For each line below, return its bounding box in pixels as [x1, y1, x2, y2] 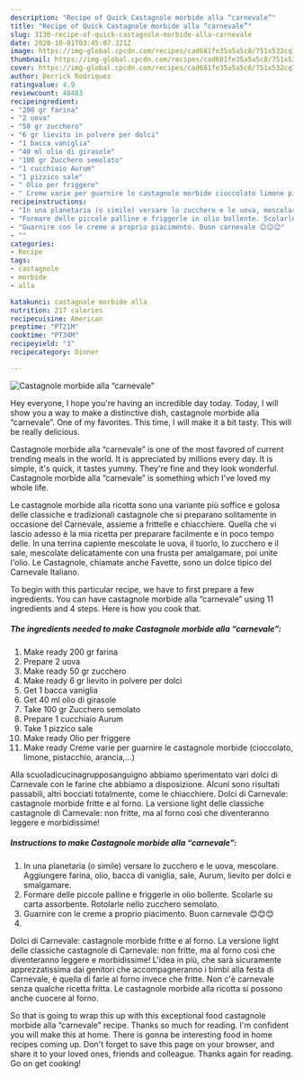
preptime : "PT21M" [10, 322, 79, 331]
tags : [10, 256, 31, 266]
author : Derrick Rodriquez [10, 72, 111, 81]
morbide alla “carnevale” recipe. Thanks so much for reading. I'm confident [10, 1019, 290, 1030]
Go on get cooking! [10, 1057, 82, 1068]
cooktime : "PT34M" [10, 331, 79, 340]
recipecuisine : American [10, 314, 103, 323]
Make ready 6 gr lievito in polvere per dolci [22, 675, 183, 685]
